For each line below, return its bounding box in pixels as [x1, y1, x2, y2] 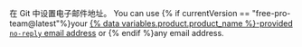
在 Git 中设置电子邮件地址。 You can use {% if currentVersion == [9, 8, 250, 18]
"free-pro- [251, 8, 291, 18]
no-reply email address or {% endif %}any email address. [9, 28, 224, 38]
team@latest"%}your [9, 18, 88, 29]
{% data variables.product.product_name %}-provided [89, 18, 294, 29]
